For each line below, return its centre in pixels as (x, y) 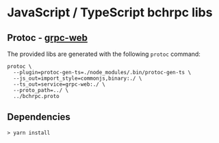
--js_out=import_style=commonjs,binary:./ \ (78, 78)
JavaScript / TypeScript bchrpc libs (110, 13)
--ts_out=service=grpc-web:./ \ (60, 84)
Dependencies (39, 117)
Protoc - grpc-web (47, 38)
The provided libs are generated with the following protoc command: (104, 54)
